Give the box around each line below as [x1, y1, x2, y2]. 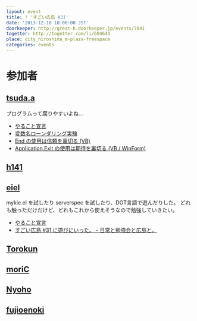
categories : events [6, 42, 55, 48]
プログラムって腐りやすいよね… [6, 109, 83, 117]
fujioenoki [6, 304, 45, 315]
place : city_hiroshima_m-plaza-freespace [6, 36, 111, 42]
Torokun [6, 244, 38, 254]
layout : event [6, 8, 42, 15]
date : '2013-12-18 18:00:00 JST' [6, 20, 89, 26]
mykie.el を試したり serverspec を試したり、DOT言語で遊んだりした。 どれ [6, 199, 191, 206]
